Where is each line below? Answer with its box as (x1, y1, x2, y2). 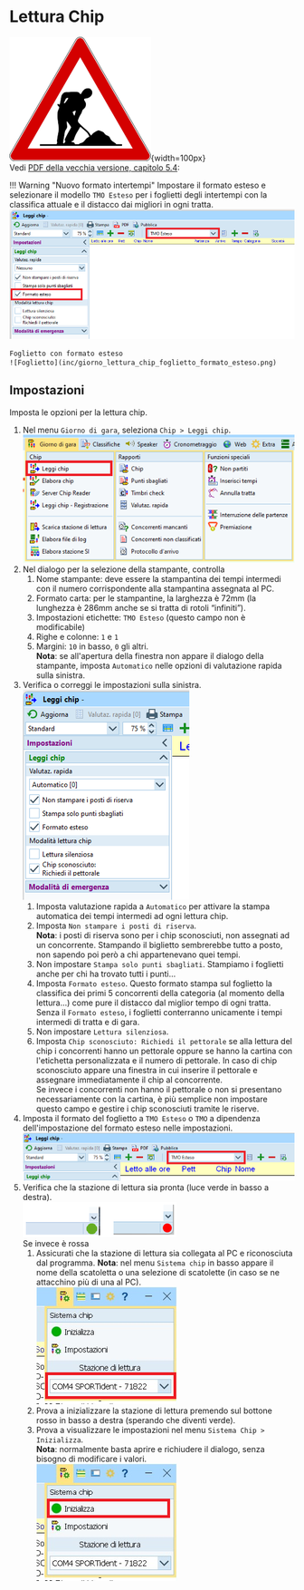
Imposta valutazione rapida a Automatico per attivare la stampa (35, 901, 271, 912)
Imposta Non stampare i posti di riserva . (35, 920, 197, 931)
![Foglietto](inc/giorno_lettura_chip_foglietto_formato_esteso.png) (9, 358, 278, 367)
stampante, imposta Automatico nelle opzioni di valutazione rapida (35, 660, 282, 671)
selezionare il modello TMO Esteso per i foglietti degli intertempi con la (9, 189, 268, 200)
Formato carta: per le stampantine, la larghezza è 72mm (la (35, 593, 256, 604)
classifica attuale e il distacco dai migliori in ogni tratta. (9, 199, 214, 209)
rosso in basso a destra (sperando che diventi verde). (35, 1415, 236, 1426)
